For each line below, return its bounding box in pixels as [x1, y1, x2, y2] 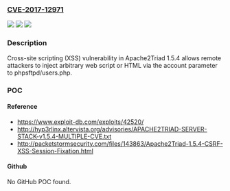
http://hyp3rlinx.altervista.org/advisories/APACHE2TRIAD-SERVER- [16, 125, 207, 133]
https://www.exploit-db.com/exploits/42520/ [16, 118, 144, 126]
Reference [7, 103, 38, 111]
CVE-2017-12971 [7, 5, 64, 14]
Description [7, 38, 47, 48]
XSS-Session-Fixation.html [16, 147, 94, 155]
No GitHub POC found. [7, 177, 71, 186]
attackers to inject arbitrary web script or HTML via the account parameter [7, 61, 218, 69]
